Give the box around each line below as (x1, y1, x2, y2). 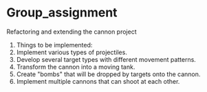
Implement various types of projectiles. (16, 48, 128, 56)
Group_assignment (6, 5, 118, 21)
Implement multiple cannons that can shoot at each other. (16, 77, 180, 85)
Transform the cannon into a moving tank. (16, 62, 135, 71)
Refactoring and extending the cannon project (6, 27, 137, 36)
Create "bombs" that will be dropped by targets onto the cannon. (16, 70, 201, 78)
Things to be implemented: (16, 41, 93, 49)
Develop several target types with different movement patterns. (16, 55, 197, 63)
